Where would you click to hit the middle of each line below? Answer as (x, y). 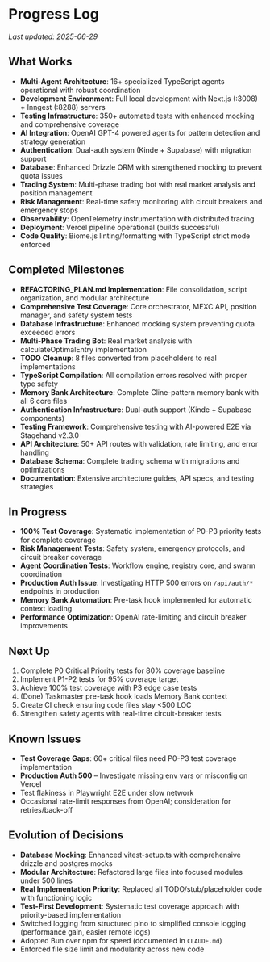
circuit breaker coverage (61, 557)
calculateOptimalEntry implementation (83, 349)
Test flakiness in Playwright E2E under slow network (107, 793)
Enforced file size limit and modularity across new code (112, 949)
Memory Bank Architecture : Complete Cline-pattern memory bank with (139, 392)
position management (56, 193)
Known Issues (45, 739)
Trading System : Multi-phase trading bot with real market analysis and (138, 184)
